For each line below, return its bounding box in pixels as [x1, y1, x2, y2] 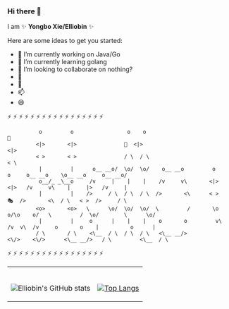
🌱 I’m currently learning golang [17, 58, 107, 66]
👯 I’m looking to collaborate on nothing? [17, 65, 133, 73]
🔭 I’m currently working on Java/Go [17, 50, 121, 59]
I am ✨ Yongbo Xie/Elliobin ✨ [7, 23, 94, 31]
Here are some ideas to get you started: [7, 37, 123, 45]
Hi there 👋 [7, 6, 42, 16]
